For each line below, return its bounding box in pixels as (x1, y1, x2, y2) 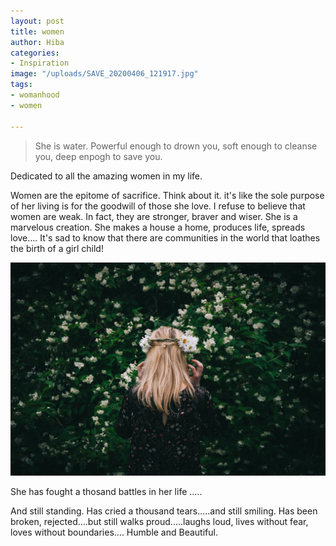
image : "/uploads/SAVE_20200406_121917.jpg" (10, 69, 199, 79)
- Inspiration (10, 58, 70, 69)
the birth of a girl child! (10, 242, 104, 254)
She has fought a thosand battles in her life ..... (10, 485, 203, 497)
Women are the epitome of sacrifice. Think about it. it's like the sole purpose (10, 189, 325, 201)
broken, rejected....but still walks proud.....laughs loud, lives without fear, (10, 515, 309, 527)
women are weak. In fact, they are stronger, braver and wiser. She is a (10, 210, 298, 222)
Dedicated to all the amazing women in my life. (10, 170, 203, 182)
